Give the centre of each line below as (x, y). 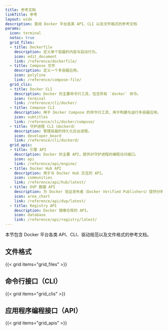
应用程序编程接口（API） (44, 311)
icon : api (24, 159)
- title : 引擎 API (28, 150)
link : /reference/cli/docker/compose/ (54, 122)
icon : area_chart (32, 196)
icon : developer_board (38, 136)
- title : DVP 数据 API (32, 187)
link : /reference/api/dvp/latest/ (50, 201)
